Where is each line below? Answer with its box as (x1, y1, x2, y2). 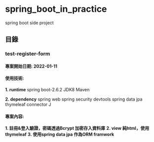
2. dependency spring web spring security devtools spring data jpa (5, 96, 143, 102)
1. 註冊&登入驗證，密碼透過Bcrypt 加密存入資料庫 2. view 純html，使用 (5, 125, 150, 131)
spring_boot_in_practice (5, 3, 107, 15)
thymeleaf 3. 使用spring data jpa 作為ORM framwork (5, 132, 115, 138)
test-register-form (5, 50, 50, 57)
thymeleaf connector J (5, 102, 51, 107)
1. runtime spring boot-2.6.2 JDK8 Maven (5, 87, 90, 93)
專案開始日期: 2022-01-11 (5, 63, 58, 69)
